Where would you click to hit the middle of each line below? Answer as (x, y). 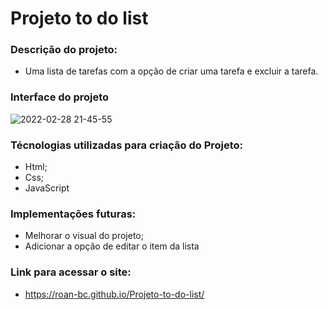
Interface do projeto (60, 97)
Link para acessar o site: (71, 272)
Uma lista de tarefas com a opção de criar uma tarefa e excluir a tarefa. (171, 71)
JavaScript (47, 188)
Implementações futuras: (73, 214)
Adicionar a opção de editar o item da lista (112, 246)
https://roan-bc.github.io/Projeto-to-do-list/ (114, 294)
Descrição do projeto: (64, 50)
